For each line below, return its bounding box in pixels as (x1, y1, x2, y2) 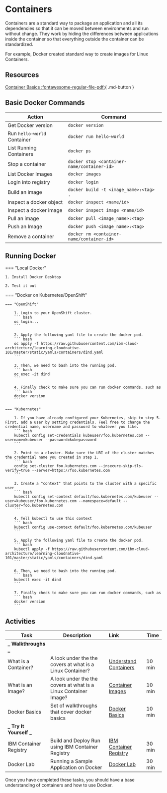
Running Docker (5, 251, 56, 260)
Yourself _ (7, 729, 32, 736)
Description (63, 632, 91, 639)
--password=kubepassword (45, 437, 97, 443)
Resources (5, 71, 39, 79)
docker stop (68, 158, 96, 164)
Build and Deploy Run (50, 737, 100, 744)
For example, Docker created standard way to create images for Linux (5, 51, 148, 57)
